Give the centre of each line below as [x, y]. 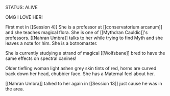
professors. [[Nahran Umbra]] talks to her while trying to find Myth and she [84, 38]
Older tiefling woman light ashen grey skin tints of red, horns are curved [81, 68]
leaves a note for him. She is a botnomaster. [52, 43]
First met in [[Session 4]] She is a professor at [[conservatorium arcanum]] [84, 27]
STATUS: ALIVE [22, 7]
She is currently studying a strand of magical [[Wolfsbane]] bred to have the [85, 53]
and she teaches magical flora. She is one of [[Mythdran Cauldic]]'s [77, 32]
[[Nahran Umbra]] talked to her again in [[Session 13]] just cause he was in [84, 84]
